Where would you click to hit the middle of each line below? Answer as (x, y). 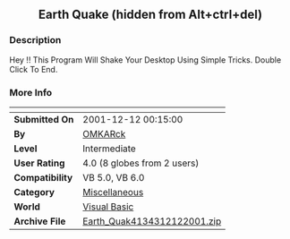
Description (35, 40)
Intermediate (109, 149)
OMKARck (104, 133)
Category (34, 192)
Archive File (40, 221)
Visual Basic (108, 207)
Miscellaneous (113, 192)
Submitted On (44, 119)
